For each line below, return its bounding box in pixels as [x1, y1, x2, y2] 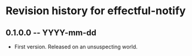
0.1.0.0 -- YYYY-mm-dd [5, 28, 97, 38]
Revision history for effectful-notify [5, 4, 186, 18]
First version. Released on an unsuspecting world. [14, 43, 138, 50]
